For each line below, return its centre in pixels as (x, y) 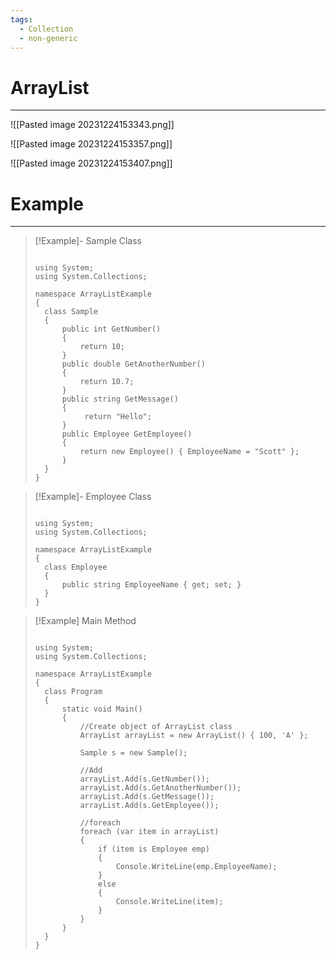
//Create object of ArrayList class (156, 727)
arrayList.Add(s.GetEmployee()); (149, 806)
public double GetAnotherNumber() (133, 364)
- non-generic (48, 38)
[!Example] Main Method (85, 621)
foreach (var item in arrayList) (149, 832)
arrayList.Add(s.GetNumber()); (144, 779)
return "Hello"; (118, 417)
